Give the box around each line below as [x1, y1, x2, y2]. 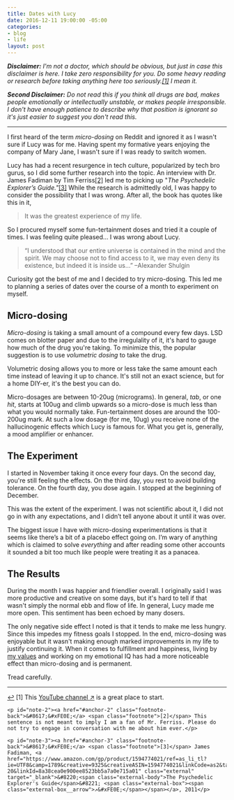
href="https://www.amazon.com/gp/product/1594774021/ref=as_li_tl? [7, 756, 208, 763]
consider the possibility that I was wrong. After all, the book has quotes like [7, 191, 223, 199]
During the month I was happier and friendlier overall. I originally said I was [7, 587, 221, 595]
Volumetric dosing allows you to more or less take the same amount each [7, 364, 218, 373]
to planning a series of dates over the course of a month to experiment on [7, 283, 219, 290]
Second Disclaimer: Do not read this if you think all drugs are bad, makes [7, 90, 220, 99]
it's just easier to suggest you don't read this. [7, 113, 137, 121]
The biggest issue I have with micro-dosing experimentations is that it [7, 525, 208, 534]
